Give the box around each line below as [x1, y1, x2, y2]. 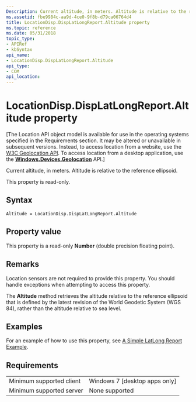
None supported [89, 387, 134, 395]
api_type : [6, 63, 30, 69]
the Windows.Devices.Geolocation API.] [6, 156, 105, 163]
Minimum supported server [9, 387, 83, 395]
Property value [6, 226, 61, 237]
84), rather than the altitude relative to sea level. [6, 305, 121, 312]
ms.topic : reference [6, 25, 57, 31]
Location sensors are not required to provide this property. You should [6, 274, 175, 281]
